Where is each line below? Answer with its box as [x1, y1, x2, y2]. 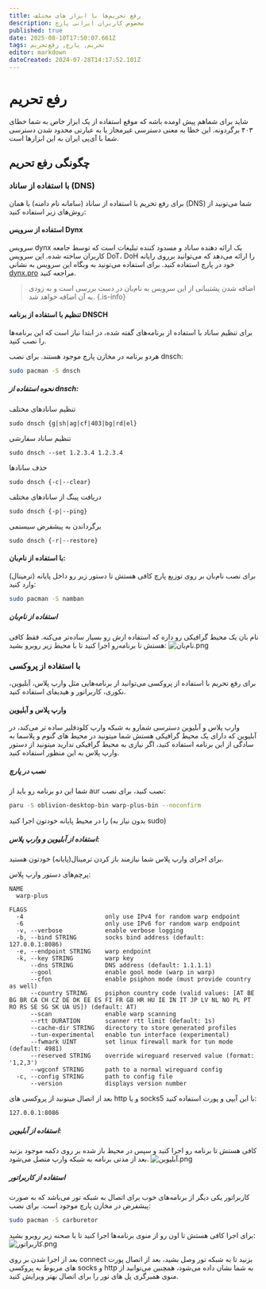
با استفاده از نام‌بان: [9, 553, 66, 563]
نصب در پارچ [9, 766, 46, 776]
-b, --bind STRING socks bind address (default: [16, 934, 205, 942]
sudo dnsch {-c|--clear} [9, 478, 91, 486]
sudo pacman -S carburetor [9, 1217, 98, 1225]
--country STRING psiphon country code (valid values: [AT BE [29, 989, 255, 997]
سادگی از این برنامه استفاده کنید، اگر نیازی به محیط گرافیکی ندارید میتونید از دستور [9, 740, 254, 749]
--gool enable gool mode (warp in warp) [29, 969, 216, 977]
